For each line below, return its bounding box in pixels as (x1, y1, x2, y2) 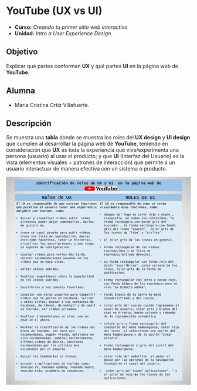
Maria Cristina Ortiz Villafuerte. (14, 101, 90, 108)
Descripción (6, 118, 52, 128)
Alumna (6, 86, 35, 96)
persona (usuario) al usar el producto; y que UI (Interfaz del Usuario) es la (6, 153, 185, 160)
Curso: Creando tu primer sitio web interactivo (14, 24, 128, 31)
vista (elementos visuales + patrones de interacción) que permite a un (6, 159, 175, 166)
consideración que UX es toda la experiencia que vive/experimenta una (6, 146, 179, 153)
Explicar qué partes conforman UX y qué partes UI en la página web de (6, 62, 179, 69)
